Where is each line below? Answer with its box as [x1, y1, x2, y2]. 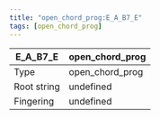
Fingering [13, 95, 55, 107]
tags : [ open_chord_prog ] [9, 22, 102, 31]
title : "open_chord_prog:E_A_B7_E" [9, 13, 143, 23]
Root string [13, 80, 60, 93]
